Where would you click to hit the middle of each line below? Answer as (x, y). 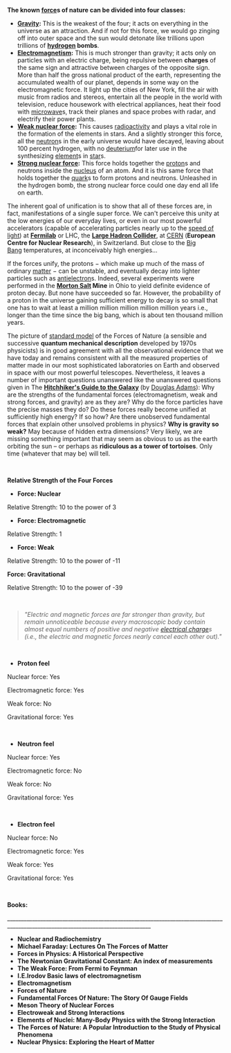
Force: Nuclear (39, 494)
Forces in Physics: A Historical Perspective (80, 954)
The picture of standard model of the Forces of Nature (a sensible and (107, 336)
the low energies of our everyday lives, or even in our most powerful (104, 220)
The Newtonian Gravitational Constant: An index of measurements (115, 961)
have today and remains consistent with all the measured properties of (108, 358)
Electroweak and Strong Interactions (71, 1012)
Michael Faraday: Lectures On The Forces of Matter (92, 946)
